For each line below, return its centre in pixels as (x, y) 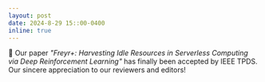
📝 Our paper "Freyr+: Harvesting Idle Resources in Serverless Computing (129, 53)
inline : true (30, 30)
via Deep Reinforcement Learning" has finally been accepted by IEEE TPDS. (133, 61)
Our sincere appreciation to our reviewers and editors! (97, 70)
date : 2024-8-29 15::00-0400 (57, 23)
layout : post (30, 16)
